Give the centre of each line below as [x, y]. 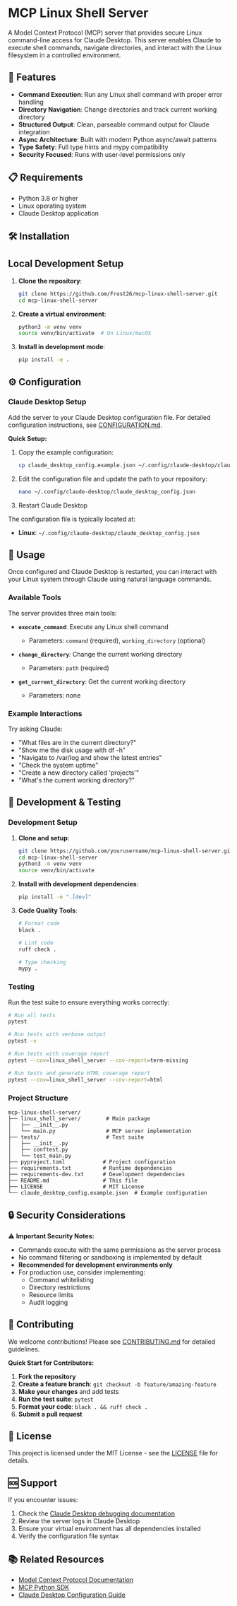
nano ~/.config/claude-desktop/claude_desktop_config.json [107, 492]
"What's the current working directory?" [77, 780]
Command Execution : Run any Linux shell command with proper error [120, 94]
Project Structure [38, 1098]
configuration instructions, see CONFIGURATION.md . [85, 425]
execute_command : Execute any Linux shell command [93, 626]
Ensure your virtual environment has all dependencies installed [109, 1529]
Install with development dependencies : [78, 884]
